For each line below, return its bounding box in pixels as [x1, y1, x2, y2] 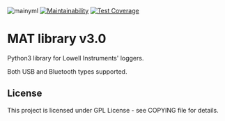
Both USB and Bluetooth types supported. [7, 67, 127, 76]
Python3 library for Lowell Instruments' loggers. [7, 54, 144, 62]
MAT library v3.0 [7, 31, 107, 47]
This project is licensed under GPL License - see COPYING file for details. [7, 106, 219, 114]
